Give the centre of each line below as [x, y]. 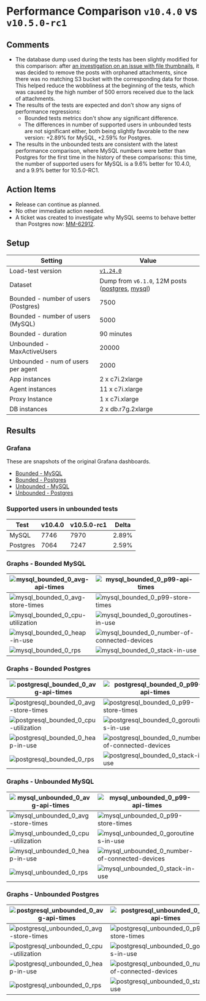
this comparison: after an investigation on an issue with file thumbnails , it [107, 66]
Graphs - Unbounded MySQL [50, 782]
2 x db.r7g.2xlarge [126, 409]
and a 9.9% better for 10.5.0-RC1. [57, 170]
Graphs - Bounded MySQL [46, 563]
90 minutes [116, 334]
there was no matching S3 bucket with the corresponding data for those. [107, 79]
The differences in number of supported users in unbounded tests [108, 125]
